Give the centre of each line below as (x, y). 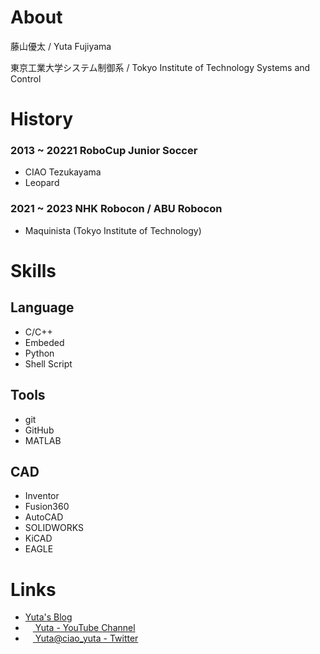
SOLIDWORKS (54, 528)
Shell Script (48, 363)
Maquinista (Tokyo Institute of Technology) (113, 230)
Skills (33, 270)
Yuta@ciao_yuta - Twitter (86, 638)
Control (26, 78)
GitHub (39, 430)
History (42, 119)
